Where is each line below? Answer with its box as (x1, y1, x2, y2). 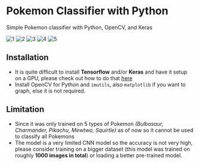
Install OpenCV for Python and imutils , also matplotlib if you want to (14, 81, 186, 88)
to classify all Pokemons (14, 132, 74, 140)
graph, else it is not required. (14, 87, 86, 94)
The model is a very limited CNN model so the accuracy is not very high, (14, 139, 193, 146)
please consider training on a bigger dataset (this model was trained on (14, 145, 191, 153)
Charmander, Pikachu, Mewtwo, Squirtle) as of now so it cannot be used (14, 126, 194, 134)
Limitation (6, 104, 45, 115)
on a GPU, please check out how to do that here (14, 74, 133, 81)
